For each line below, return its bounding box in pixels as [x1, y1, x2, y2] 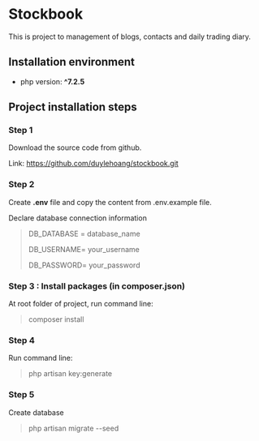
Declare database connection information [8, 212, 148, 223]
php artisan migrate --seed [28, 423, 119, 433]
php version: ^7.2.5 [19, 76, 85, 86]
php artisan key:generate [28, 369, 113, 379]
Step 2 [8, 179, 35, 191]
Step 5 [8, 389, 35, 400]
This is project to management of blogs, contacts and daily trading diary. [8, 32, 252, 41]
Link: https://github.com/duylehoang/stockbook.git [8, 159, 179, 169]
